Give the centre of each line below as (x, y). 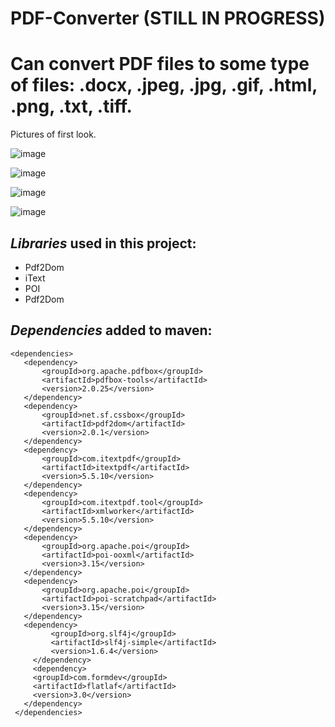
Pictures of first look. (53, 134)
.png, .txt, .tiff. (71, 106)
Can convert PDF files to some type (160, 64)
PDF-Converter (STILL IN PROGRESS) (168, 18)
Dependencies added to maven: (111, 330)
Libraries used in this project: (103, 243)
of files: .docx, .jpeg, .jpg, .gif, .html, (164, 85)
